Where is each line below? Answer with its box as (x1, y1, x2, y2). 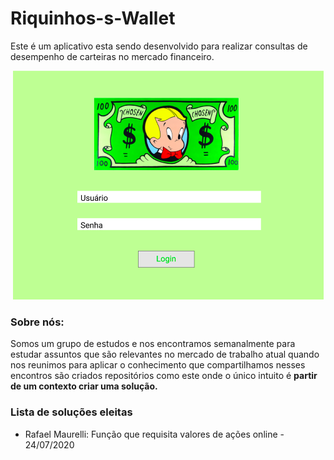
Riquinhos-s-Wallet (10, 7, 176, 30)
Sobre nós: (10, 315, 65, 329)
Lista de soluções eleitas (10, 405, 133, 419)
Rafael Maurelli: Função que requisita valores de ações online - (24, 428, 285, 440)
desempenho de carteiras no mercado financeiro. (10, 50, 215, 62)
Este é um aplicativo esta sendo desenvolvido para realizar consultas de (10, 40, 308, 52)
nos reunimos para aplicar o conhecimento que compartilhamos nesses (10, 359, 306, 371)
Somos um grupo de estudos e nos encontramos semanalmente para (10, 338, 296, 350)
